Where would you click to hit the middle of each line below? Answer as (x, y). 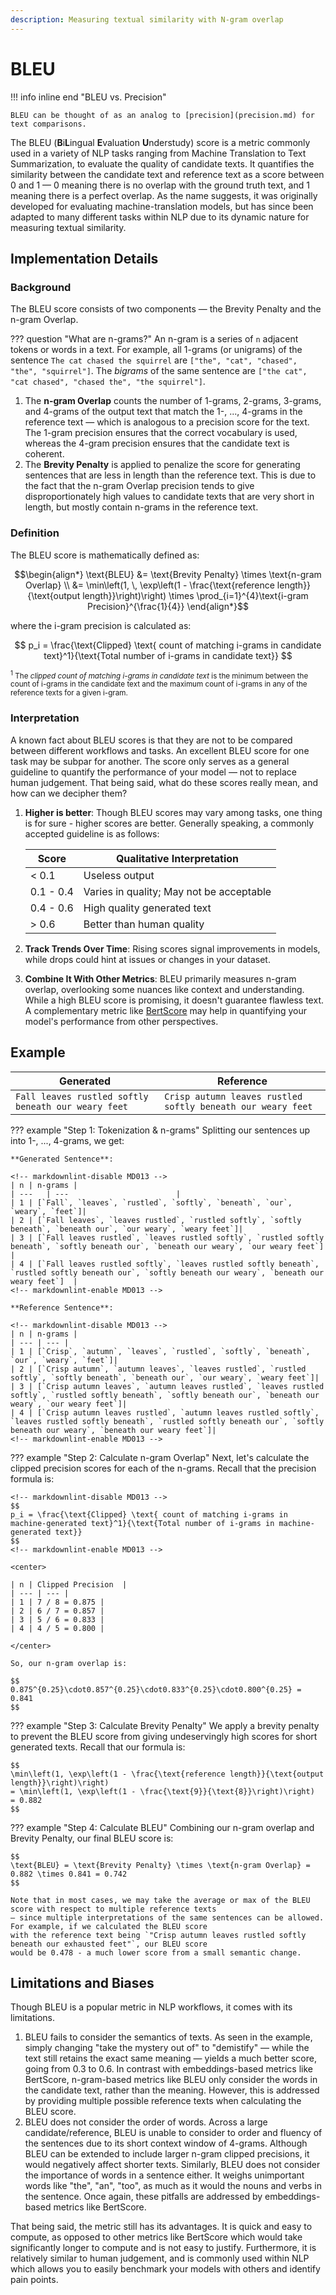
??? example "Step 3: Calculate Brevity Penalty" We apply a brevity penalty (165, 1725)
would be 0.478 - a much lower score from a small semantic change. (156, 1952)
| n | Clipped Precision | (69, 1584)
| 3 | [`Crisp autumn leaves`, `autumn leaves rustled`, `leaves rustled (167, 1386)
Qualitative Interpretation (177, 858)
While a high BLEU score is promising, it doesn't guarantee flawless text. (174, 1000)
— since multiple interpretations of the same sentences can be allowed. (167, 1917)
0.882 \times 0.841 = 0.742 (69, 1874)
